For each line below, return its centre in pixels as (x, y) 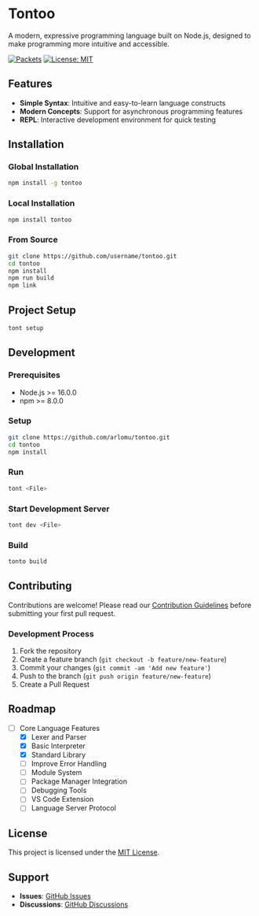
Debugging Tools (59, 790)
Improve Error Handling (69, 764)
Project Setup (42, 310)
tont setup (26, 328)
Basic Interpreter (58, 746)
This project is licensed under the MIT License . (84, 852)
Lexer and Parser (59, 736)
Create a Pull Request (55, 684)
